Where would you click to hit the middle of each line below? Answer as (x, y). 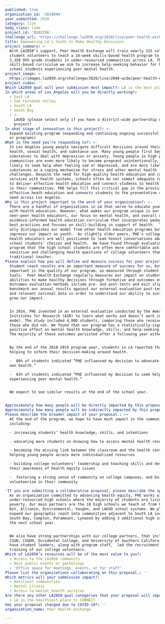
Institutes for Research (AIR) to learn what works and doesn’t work (82, 316)
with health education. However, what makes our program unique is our (84, 211)
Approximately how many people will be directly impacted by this (74, 405)
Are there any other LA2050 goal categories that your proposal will (78, 595)
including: (21, 424)
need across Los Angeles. (36, 197)
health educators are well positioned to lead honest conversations (81, 239)
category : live (21, 23)
